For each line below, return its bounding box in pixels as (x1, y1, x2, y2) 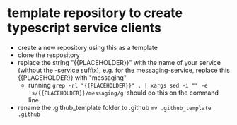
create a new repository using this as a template (17, 43, 158, 52)
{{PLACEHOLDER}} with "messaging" (17, 73, 127, 82)
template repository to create (7, 5, 183, 21)
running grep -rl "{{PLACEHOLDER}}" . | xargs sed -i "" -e (28, 81, 208, 89)
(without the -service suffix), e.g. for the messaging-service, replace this (17, 66, 230, 74)
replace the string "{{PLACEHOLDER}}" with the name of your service (17, 58, 221, 66)
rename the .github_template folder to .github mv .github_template (17, 103, 212, 112)
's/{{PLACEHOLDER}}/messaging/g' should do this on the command (28, 88, 219, 97)
